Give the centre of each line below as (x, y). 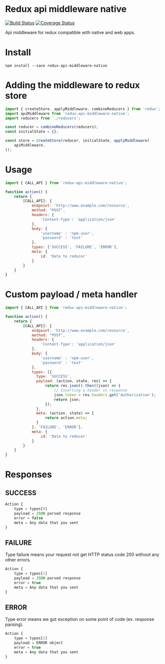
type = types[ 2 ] (31, 638)
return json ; (67, 400)
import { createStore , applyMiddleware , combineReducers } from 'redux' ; (83, 109)
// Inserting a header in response (90, 390)
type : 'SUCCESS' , (54, 377)
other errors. (18, 560)
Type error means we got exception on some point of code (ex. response (80, 619)
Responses (28, 475)
